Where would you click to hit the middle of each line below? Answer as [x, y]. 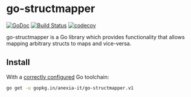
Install [18, 62]
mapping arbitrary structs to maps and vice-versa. [69, 43]
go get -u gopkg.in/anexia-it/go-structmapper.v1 [70, 88]
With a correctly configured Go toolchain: [58, 77]
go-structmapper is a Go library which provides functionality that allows [96, 37]
